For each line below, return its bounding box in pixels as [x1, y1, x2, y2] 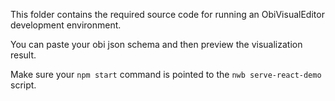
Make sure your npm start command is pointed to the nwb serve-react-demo [10, 69, 322, 80]
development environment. [10, 19, 122, 31]
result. [10, 49, 37, 61]
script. [10, 79, 37, 91]
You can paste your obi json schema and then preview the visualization [10, 39, 303, 50]
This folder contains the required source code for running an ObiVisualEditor [10, 9, 325, 20]
